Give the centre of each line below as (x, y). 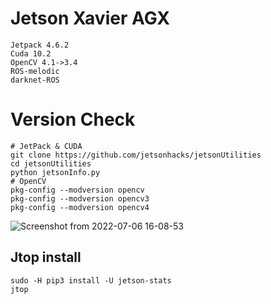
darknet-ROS (35, 80)
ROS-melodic (35, 71)
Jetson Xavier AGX (90, 18)
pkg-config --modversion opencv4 (80, 207)
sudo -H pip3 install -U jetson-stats (91, 280)
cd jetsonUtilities (51, 163)
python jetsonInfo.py (55, 172)
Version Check (73, 119)
